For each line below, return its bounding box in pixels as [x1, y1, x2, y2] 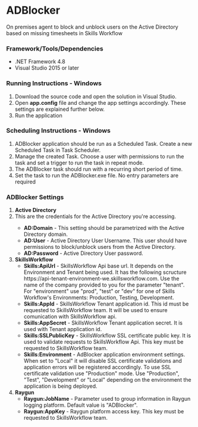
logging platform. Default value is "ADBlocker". [23, 401, 138, 409]
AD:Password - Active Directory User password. [23, 250, 144, 257]
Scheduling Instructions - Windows [6, 126, 111, 135]
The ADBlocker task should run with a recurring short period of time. [14, 165, 183, 173]
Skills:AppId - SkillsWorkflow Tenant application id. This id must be [23, 300, 189, 307]
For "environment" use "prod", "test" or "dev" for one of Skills [23, 288, 175, 295]
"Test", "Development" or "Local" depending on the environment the [23, 376, 191, 384]
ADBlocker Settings [6, 193, 64, 201]
